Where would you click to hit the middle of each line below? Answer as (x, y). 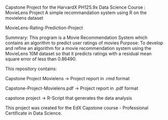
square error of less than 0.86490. (41, 59)
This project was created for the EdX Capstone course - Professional (77, 108)
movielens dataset (24, 18)
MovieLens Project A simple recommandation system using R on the (76, 13)
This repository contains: (31, 69)
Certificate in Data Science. (34, 113)
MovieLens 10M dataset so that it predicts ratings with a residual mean (78, 53)
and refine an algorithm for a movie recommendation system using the (78, 48)
